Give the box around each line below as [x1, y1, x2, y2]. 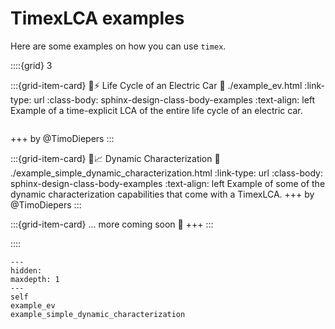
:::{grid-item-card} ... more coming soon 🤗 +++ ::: [10, 218, 214, 230]
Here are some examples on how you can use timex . [10, 40, 227, 52]
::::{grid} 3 [10, 59, 53, 71]
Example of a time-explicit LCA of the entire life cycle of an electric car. [10, 104, 303, 116]
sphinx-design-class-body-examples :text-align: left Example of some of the [10, 177, 326, 189]
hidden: [10, 265, 43, 276]
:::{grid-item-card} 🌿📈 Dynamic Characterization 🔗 [10, 152, 221, 164]
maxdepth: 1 [10, 274, 60, 284]
